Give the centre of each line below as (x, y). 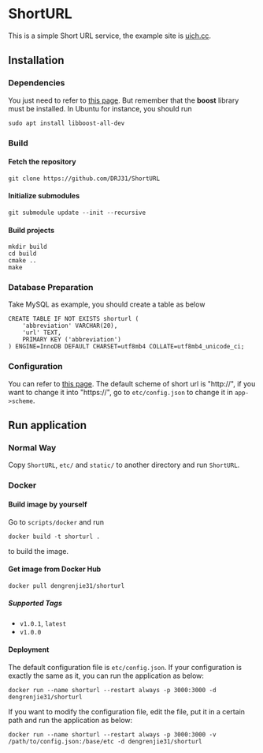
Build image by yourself (48, 504)
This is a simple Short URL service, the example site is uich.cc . (109, 36)
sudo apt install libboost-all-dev (67, 123)
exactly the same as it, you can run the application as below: (106, 676)
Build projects (31, 230)
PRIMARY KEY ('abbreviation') (72, 340)
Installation (36, 60)
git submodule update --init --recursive (77, 213)
